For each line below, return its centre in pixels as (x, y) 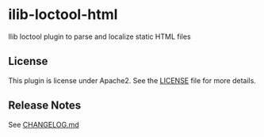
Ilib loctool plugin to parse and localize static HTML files (100, 36)
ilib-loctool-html (63, 15)
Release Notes (45, 106)
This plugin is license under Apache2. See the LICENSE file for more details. (132, 80)
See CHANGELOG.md (44, 124)
